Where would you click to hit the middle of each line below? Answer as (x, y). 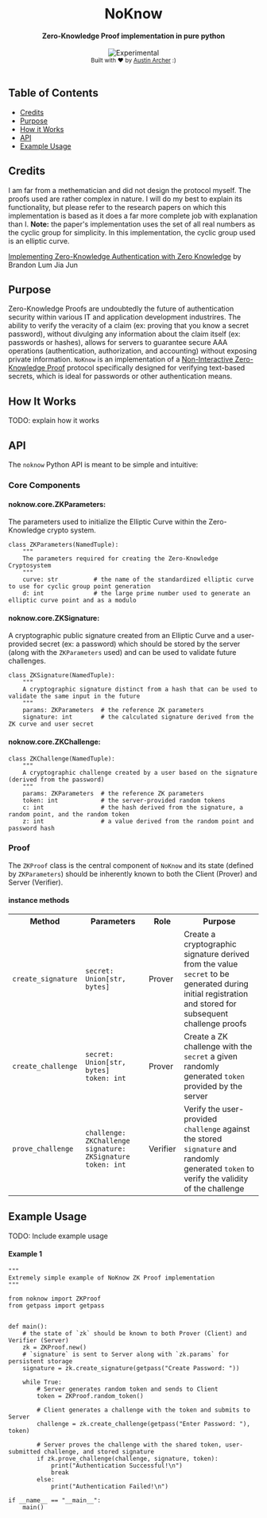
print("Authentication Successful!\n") (116, 1466)
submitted (25, 1452)
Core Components (44, 485)
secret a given (211, 1056)
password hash (32, 828)
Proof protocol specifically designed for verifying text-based (146, 368)
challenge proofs (215, 1024)
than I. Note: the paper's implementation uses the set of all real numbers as (132, 224)
